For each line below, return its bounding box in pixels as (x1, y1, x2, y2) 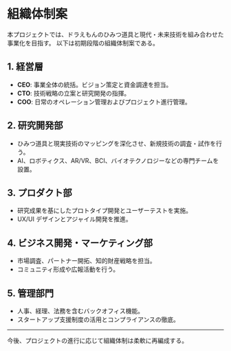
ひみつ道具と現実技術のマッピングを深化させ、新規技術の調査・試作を (16, 139, 217, 148)
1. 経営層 (7, 61, 43, 73)
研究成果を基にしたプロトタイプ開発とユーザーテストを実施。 (16, 207, 192, 215)
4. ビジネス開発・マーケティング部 (7, 237, 153, 249)
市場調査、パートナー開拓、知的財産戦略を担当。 (16, 257, 156, 265)
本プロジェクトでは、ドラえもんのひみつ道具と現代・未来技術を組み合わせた (7, 30, 224, 38)
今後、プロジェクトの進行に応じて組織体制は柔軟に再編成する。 (7, 337, 188, 344)
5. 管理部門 (7, 287, 54, 299)
